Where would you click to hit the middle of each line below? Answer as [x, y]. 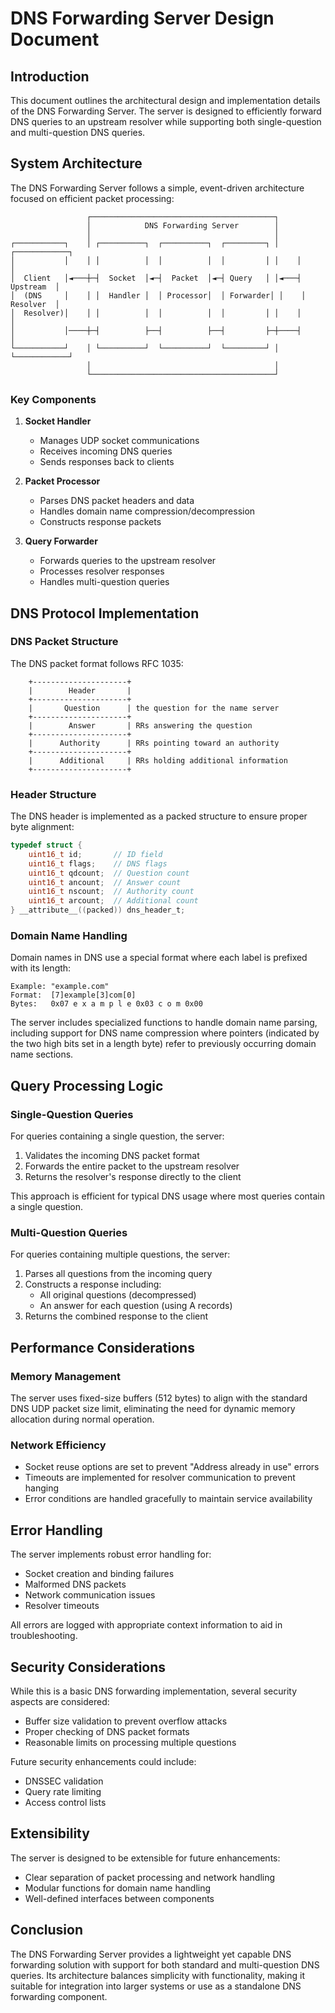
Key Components [53, 399]
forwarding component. [59, 1996]
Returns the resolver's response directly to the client [133, 1177]
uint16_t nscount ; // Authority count [111, 892]
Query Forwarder [61, 541]
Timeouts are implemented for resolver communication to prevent [160, 1478]
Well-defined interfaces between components [119, 1898]
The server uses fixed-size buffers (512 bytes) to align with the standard [159, 1398]
